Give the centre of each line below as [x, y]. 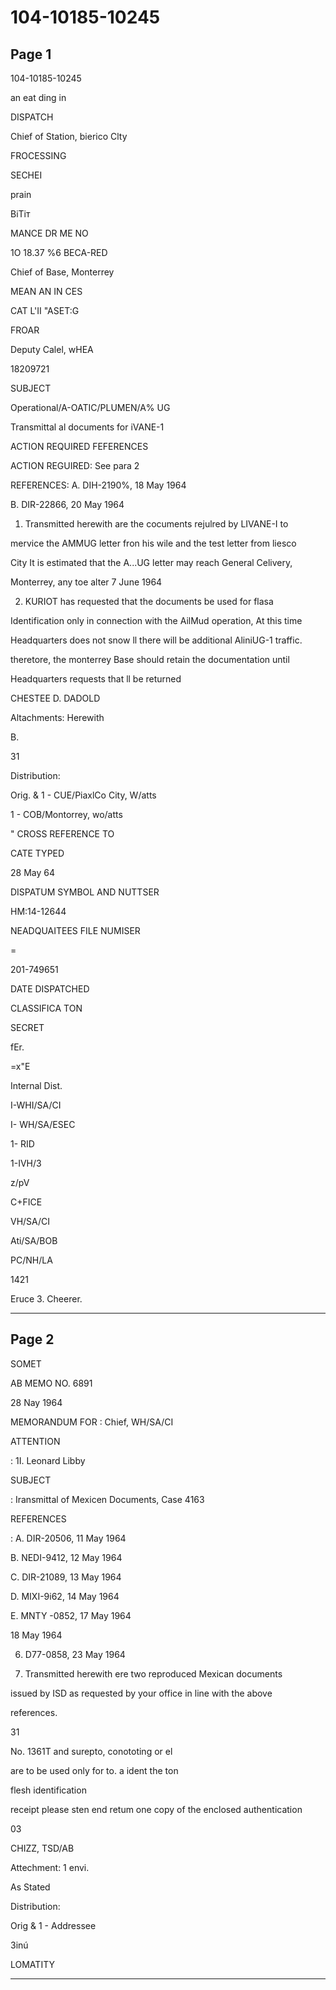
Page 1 [31, 54]
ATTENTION [35, 1441]
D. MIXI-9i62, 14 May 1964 [65, 1596]
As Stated [30, 1887]
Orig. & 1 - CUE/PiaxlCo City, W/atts [83, 795]
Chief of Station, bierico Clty [69, 136]
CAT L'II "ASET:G [45, 310]
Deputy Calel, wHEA [52, 349]
